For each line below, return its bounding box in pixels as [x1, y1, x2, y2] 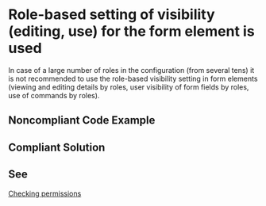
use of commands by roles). [8, 90, 100, 100]
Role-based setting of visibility [8, 6, 216, 24]
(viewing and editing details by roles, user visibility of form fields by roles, [8, 82, 249, 92]
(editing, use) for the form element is [8, 22, 256, 40]
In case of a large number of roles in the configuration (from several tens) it [8, 65, 255, 74]
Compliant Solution [8, 140, 106, 154]
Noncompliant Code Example [8, 113, 156, 128]
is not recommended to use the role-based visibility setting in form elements [8, 74, 258, 83]
